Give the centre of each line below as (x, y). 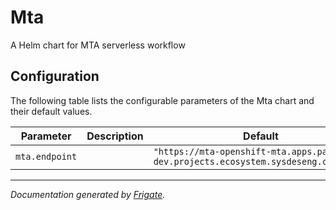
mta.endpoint (46, 156)
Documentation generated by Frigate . (88, 194)
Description (115, 136)
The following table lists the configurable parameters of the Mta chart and (162, 100)
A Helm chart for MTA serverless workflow (98, 45)
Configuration (55, 76)
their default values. (51, 111)
